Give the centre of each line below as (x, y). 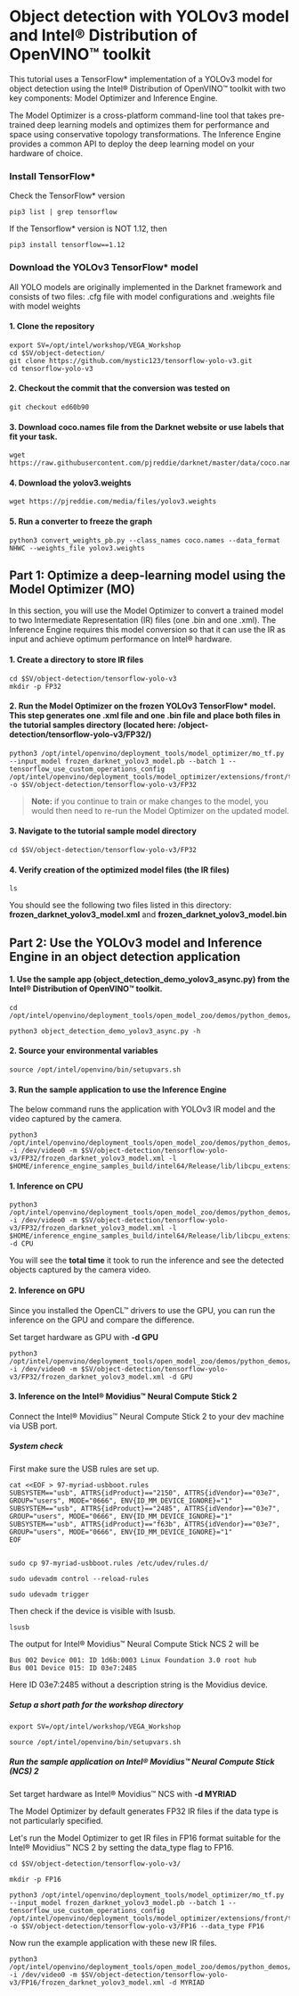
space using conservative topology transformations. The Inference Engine (145, 134)
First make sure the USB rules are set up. (85, 1469)
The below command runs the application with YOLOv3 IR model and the (142, 1109)
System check (36, 1446)
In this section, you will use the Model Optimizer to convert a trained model (146, 611)
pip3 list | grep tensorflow (63, 212)
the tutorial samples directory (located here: (93, 725)
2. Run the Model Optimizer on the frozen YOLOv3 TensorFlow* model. (142, 706)
